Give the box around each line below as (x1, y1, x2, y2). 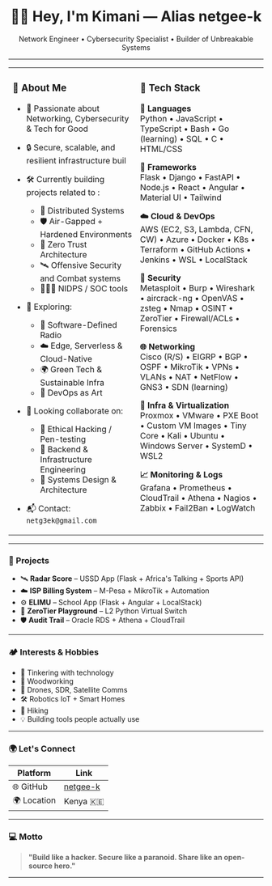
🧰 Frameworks (140, 161, 197, 172)
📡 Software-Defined (40, 319, 117, 330)
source (28, 861, 53, 871)
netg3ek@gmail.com (26, 515, 97, 525)
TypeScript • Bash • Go (140, 123, 230, 134)
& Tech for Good (26, 123, 89, 134)
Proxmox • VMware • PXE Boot (140, 409, 259, 421)
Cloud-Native (40, 353, 93, 364)
